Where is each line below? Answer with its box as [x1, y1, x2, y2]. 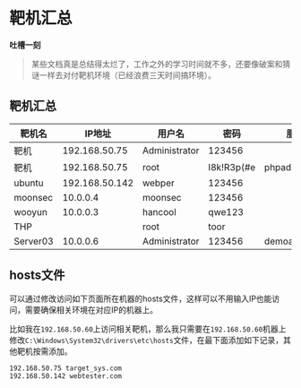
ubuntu [13, 177, 44, 189]
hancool [142, 205, 176, 218]
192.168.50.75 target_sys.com [9, 364, 123, 373]
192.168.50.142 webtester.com [9, 371, 123, 381]
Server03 [13, 235, 54, 247]
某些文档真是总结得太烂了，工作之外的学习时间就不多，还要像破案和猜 [30, 58, 291, 69]
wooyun [13, 205, 47, 218]
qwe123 [208, 205, 245, 218]
